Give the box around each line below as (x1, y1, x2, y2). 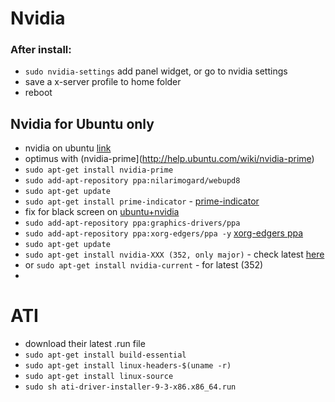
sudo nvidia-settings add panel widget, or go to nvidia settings (24, 65, 288, 77)
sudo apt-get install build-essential (24, 350, 187, 361)
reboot (24, 87, 53, 99)
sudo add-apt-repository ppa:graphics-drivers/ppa (24, 218, 241, 229)
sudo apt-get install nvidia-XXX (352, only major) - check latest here (24, 248, 325, 261)
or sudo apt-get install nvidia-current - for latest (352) (24, 259, 264, 271)
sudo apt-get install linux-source (24, 372, 174, 382)
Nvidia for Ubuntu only (10, 115, 155, 132)
